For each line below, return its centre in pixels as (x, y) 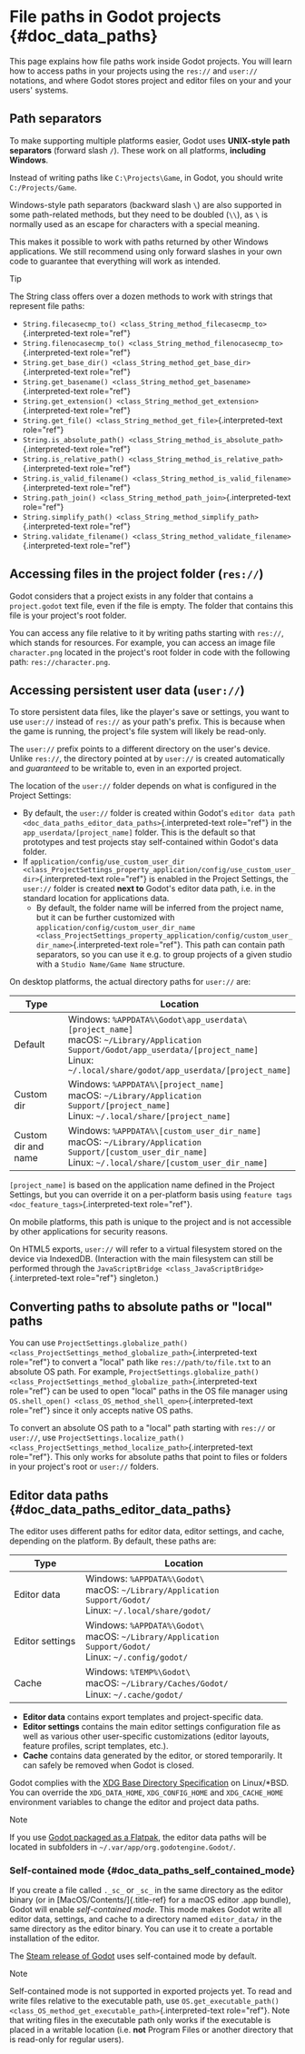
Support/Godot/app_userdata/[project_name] (163, 1050)
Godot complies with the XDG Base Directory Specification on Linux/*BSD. (149, 1783)
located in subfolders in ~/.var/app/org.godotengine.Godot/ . (123, 1847)
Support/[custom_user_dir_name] (138, 1152)
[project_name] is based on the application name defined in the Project (142, 1185)
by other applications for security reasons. (89, 1232)
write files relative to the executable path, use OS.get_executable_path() (144, 2001)
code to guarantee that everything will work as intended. (115, 261)
